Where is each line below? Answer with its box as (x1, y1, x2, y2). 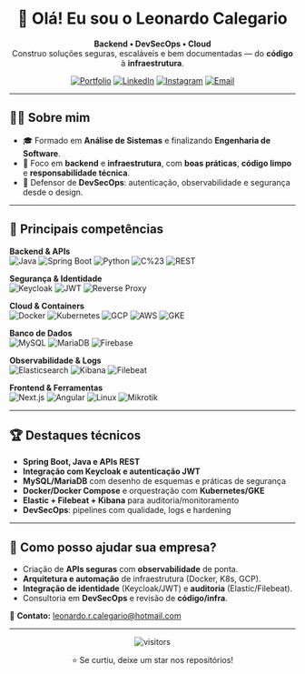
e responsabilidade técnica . (22, 167, 130, 178)
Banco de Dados (9, 327, 73, 338)
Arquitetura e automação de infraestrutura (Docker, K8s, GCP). (22, 573, 261, 585)
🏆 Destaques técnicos (9, 428, 142, 443)
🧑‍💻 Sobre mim (9, 110, 91, 126)
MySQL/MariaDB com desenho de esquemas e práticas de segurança (22, 476, 287, 487)
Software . (22, 147, 61, 158)
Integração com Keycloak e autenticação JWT (22, 466, 202, 477)
